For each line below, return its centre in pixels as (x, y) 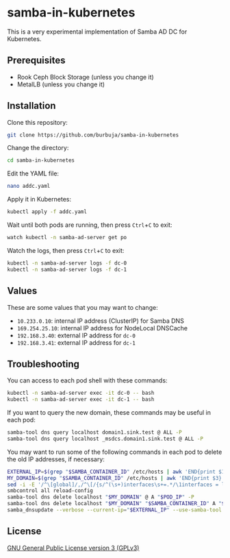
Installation (31, 106)
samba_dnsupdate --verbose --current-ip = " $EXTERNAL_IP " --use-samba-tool (115, 510)
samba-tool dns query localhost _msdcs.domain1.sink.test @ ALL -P (105, 439)
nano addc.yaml (29, 186)
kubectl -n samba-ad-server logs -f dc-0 (67, 263)
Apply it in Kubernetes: (39, 199)
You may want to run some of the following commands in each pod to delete (115, 452)
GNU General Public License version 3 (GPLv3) (73, 548)
